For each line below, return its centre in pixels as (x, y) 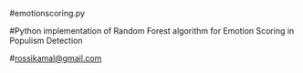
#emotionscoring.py (47, 13)
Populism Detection (46, 41)
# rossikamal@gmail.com (56, 58)
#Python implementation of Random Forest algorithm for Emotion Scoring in (152, 31)
